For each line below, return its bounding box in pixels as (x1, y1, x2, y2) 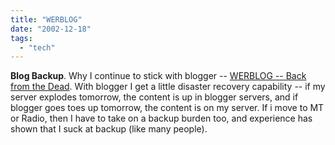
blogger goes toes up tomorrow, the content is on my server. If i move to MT (10, 102, 325, 114)
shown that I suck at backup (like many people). (10, 123, 208, 135)
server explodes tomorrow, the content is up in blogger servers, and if (10, 91, 299, 103)
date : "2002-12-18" (10, 24, 92, 34)
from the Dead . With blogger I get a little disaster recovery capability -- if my (10, 81, 326, 93)
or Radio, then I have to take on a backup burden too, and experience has (10, 112, 313, 125)
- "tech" (19, 42, 56, 53)
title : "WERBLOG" (10, 14, 83, 25)
